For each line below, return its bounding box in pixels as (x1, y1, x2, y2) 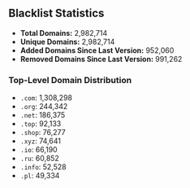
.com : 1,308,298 (19, 93, 73, 103)
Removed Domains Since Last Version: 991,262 (19, 54, 183, 63)
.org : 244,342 (19, 102, 68, 111)
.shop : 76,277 (19, 128, 67, 138)
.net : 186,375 (19, 110, 66, 120)
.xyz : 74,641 (19, 136, 61, 146)
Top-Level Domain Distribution (8, 74, 132, 85)
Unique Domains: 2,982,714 (19, 37, 115, 46)
